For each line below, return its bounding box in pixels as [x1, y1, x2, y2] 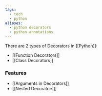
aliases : [5, 20, 23, 26]
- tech [9, 12, 23, 16]
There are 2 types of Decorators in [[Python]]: [5, 43, 98, 48]
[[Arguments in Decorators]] [12, 80, 69, 86]
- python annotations [9, 30, 54, 34]
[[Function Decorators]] [12, 52, 60, 58]
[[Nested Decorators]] [12, 86, 57, 92]
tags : [5, 7, 16, 12]
